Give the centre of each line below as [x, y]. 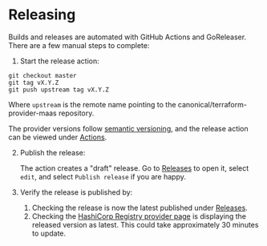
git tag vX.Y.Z [34, 83]
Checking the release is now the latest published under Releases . [140, 208]
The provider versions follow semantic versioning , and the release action [128, 128]
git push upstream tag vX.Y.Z [59, 90]
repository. [77, 113]
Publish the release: [53, 152]
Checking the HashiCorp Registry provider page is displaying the [139, 216]
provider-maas [33, 113]
